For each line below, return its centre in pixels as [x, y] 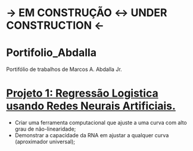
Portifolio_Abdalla [52, 53]
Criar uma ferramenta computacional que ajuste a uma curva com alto [101, 123]
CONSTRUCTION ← [55, 25]
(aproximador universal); [45, 142]
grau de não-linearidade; [45, 129]
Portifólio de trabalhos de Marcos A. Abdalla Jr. [64, 69]
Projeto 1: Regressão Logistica [83, 93]
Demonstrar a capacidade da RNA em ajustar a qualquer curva [92, 135]
